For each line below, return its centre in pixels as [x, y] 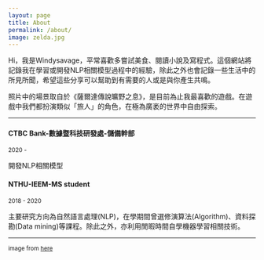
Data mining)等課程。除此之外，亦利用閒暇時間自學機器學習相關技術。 [131, 226]
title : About [29, 23]
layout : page [29, 15]
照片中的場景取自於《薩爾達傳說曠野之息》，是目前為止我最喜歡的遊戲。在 [127, 97]
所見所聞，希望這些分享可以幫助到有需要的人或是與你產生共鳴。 [111, 80]
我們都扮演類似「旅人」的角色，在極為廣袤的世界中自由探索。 [121, 107]
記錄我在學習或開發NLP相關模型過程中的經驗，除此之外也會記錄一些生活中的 [132, 70]
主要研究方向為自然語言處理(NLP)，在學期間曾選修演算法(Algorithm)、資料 [128, 216]
